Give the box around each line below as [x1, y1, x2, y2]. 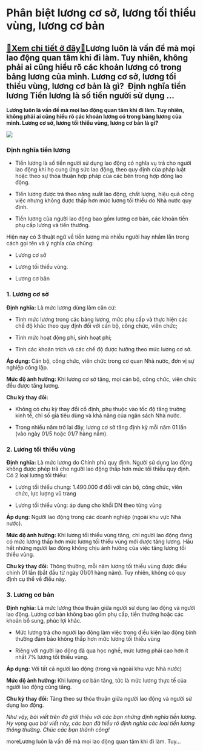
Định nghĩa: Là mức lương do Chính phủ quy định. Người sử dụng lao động [6, 458, 193, 466]
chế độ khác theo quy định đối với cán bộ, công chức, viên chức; [15, 322, 178, 329]
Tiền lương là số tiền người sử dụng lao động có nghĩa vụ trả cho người [15, 159, 192, 167]
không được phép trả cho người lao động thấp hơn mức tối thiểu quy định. [6, 465, 191, 472]
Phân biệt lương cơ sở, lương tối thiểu [6, 6, 196, 20]
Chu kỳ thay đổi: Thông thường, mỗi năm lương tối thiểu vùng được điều [6, 562, 187, 569]
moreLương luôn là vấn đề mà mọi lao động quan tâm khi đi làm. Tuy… [6, 738, 181, 745]
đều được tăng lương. [6, 382, 60, 389]
